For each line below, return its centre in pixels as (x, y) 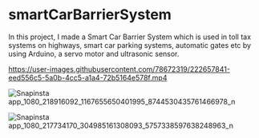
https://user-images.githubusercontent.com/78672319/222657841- (119, 69)
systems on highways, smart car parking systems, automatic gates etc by (129, 45)
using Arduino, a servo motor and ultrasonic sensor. (94, 53)
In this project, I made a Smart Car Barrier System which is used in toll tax (129, 37)
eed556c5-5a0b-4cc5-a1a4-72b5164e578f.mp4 (88, 77)
